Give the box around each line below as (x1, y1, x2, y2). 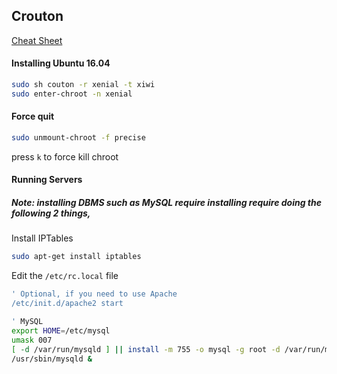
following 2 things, (11, 207, 91, 219)
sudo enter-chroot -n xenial (11, 89, 133, 99)
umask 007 (11, 335, 53, 345)
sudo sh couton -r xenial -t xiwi (11, 80, 156, 90)
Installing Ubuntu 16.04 (11, 57, 111, 69)
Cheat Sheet (11, 34, 63, 46)
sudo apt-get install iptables (11, 252, 142, 262)
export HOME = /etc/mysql (11, 325, 111, 336)
